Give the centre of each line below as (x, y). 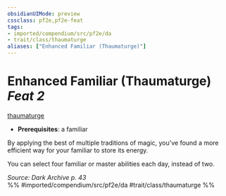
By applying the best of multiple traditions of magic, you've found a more (113, 143)
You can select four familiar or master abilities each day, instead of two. (111, 164)
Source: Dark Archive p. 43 (47, 177)
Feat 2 (26, 96)
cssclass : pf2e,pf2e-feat (45, 20)
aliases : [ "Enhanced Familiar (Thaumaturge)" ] (77, 46)
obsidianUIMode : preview (44, 14)
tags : (15, 27)
